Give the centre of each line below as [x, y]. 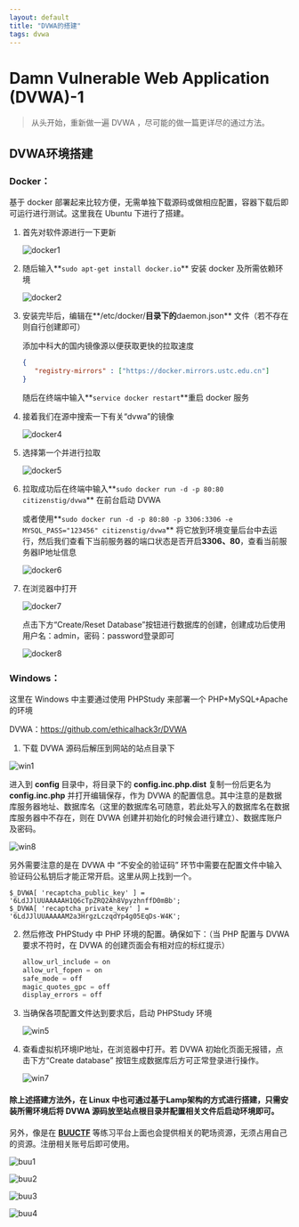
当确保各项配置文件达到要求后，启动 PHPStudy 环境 [117, 1013]
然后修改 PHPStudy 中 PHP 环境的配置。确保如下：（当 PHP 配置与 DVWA [156, 934]
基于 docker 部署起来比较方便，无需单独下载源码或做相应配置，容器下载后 [145, 202]
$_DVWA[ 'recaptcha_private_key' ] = [79, 908]
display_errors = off [62, 995]
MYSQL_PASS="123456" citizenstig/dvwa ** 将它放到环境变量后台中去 [145, 530]
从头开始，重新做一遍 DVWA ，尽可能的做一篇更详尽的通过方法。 [150, 123]
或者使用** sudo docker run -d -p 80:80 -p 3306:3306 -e [127, 518]
